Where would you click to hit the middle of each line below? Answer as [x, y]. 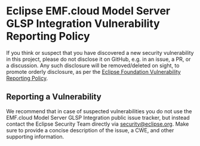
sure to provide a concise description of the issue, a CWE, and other [90, 130]
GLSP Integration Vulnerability [83, 24]
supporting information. [35, 136]
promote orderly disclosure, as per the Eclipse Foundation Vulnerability [93, 72]
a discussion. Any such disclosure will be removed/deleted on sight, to [93, 65]
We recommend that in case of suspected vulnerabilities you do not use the [99, 111]
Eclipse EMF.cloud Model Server [88, 11]
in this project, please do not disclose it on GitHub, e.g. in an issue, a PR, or [99, 59]
